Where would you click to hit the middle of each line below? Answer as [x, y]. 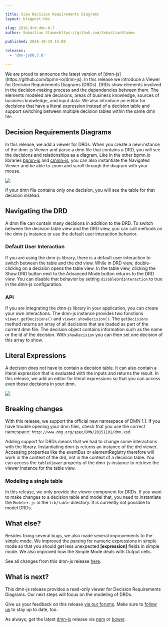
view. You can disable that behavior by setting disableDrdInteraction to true [84, 279]
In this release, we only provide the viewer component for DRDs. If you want [83, 492]
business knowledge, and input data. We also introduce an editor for [75, 100]
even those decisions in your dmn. [40, 384]
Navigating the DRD [36, 211]
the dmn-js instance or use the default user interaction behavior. [71, 234]
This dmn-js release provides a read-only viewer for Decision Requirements [83, 589]
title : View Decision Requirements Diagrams [52, 14]
